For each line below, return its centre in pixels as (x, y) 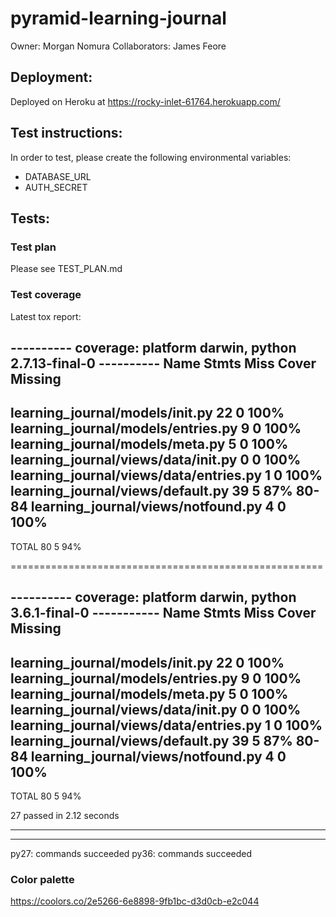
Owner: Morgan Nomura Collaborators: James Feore (118, 46)
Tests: (30, 218)
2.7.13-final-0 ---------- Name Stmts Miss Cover (163, 363)
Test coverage (46, 295)
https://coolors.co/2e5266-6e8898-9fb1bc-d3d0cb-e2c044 (135, 901)
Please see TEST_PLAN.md (66, 269)
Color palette (42, 879)
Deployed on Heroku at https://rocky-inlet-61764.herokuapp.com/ (145, 101)
